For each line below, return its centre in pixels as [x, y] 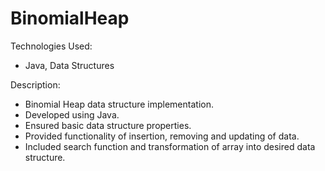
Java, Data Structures [69, 65]
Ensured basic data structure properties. [108, 125]
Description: [35, 84]
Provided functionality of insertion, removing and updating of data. [162, 136]
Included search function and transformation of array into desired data [170, 146]
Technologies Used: [51, 46]
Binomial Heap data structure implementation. [119, 104]
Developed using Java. [72, 114]
